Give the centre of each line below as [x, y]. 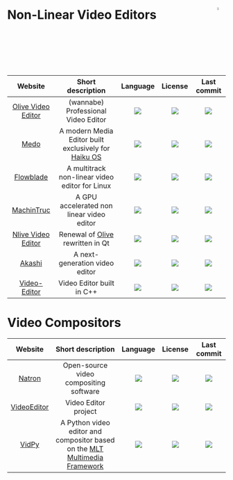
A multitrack [86, 168]
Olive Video [31, 106]
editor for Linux [86, 186]
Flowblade [31, 177]
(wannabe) [86, 102]
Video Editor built [86, 283]
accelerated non [86, 206]
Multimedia [85, 458]
